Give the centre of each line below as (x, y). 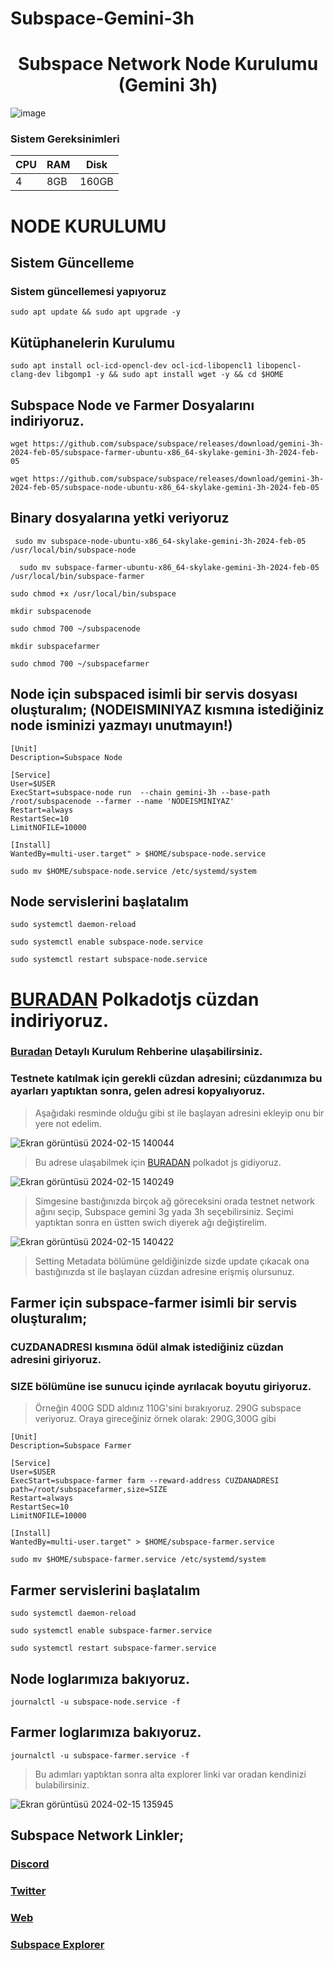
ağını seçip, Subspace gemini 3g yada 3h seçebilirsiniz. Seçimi (164, 1211)
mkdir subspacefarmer (55, 646)
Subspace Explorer (57, 1944)
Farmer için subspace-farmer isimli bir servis (154, 1303)
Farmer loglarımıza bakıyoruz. (106, 1732)
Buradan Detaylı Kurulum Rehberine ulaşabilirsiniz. (136, 1052)
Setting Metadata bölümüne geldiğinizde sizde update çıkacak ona (172, 1261)
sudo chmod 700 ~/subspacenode (75, 628)
